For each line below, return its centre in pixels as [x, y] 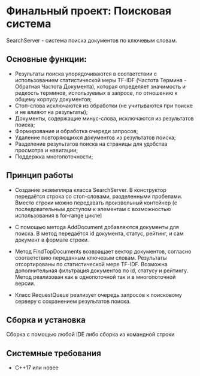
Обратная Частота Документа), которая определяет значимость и [100, 86]
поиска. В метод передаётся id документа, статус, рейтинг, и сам [99, 233]
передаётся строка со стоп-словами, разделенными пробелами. [99, 196]
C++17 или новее [37, 368]
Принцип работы [40, 175]
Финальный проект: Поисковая [89, 11]
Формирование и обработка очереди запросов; [76, 131]
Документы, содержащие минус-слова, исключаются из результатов [104, 118]
